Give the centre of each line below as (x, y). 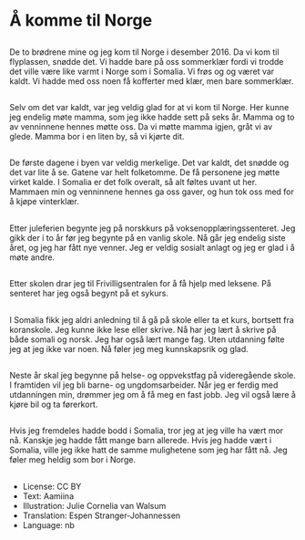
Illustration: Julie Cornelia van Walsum (94, 505)
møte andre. (32, 257)
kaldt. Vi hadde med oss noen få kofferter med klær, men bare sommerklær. (152, 81)
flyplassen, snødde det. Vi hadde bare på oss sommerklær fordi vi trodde (147, 61)
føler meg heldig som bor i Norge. (73, 460)
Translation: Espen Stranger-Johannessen (102, 515)
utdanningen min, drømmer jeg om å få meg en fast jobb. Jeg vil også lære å (152, 394)
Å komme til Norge (81, 21)
